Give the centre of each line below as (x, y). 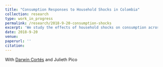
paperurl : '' (18, 41)
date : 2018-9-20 (21, 32)
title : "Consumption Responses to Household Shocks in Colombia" (72, 9)
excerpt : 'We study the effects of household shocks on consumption (76, 28)
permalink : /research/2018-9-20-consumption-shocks (58, 23)
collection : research (27, 14)
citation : (15, 46)
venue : (12, 37)
